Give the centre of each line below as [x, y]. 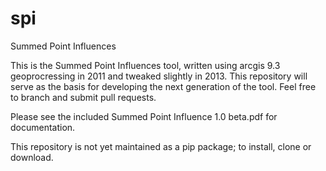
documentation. [43, 127]
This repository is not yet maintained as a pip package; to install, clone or [161, 146]
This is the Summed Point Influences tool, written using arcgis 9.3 [145, 65]
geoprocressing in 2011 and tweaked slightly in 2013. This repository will [159, 76]
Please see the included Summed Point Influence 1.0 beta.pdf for [144, 116]
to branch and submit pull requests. [83, 97]
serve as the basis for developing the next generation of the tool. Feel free [163, 86]
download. [32, 157]
